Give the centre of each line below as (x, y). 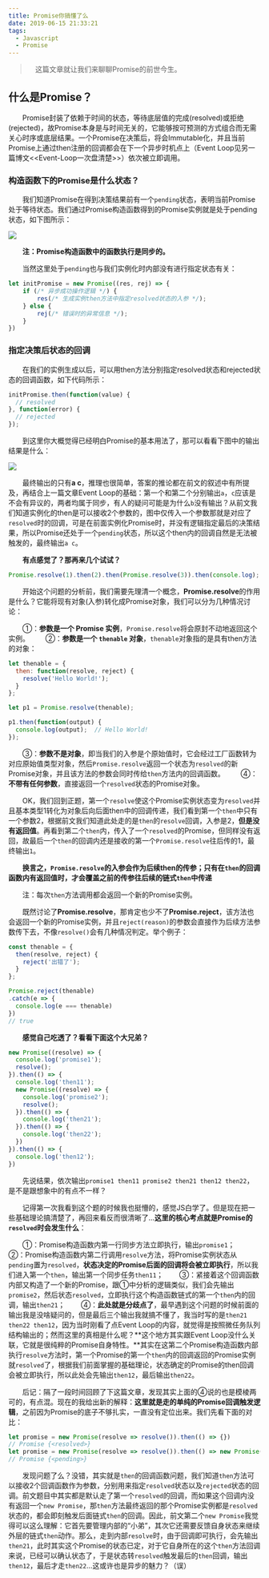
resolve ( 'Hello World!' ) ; (66, 678)
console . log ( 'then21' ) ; (62, 1119)
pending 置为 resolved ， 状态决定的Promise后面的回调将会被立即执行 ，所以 (130, 1264)
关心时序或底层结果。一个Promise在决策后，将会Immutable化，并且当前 (127, 138)
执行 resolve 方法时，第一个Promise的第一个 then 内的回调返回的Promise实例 (132, 1355)
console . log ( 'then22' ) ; (62, 1134)
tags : (17, 30)
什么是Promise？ (50, 97)
